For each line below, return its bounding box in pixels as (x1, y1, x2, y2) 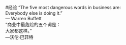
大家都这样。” (5, 28, 32, 34)
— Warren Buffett (5, 16, 42, 21)
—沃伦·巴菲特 (5, 34, 34, 40)
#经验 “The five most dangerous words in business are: (5, 5, 121, 10)
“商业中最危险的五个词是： (5, 22, 61, 27)
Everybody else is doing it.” (5, 10, 62, 16)
